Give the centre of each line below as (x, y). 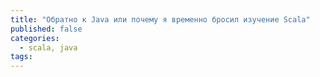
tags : (21, 57)
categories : (35, 38)
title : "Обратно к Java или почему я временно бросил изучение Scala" (160, 19)
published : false (46, 29)
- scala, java (48, 47)
